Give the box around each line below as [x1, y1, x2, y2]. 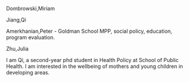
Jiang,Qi [6, 16, 27, 23]
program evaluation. [6, 34, 55, 40]
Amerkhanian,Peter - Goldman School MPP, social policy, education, [6, 28, 172, 35]
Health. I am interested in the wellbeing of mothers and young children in [6, 63, 183, 70]
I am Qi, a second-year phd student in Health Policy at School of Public [6, 57, 179, 63]
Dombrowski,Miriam [6, 5, 55, 12]
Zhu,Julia [6, 45, 29, 52]
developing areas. [6, 69, 50, 76]
